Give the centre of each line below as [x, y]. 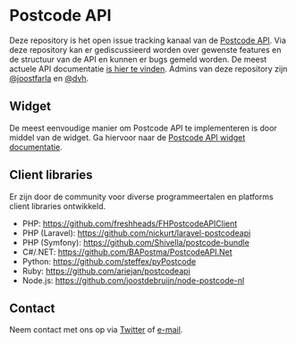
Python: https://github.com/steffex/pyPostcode [109, 261]
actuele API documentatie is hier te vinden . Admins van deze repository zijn [148, 69]
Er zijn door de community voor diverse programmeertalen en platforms [142, 197]
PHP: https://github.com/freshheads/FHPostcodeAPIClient [130, 223]
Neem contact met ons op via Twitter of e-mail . [96, 330]
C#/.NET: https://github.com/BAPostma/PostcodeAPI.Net [127, 252]
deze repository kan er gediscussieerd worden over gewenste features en [145, 49]
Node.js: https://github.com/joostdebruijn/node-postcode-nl [133, 280]
